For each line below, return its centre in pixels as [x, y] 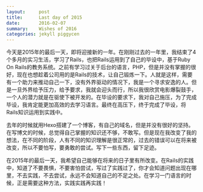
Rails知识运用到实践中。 [36, 113]
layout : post [28, 12]
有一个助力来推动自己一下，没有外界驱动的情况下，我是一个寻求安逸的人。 [99, 82]
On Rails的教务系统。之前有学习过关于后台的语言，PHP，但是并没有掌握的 [99, 67]
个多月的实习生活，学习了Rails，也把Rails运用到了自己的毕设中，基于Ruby [98, 60]
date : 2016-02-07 [36, 23]
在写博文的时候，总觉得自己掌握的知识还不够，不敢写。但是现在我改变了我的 [101, 132]
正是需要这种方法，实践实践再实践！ [62, 183]
